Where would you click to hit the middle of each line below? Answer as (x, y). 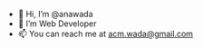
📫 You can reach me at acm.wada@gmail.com (105, 34)
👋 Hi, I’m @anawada (55, 14)
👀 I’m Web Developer (57, 24)
